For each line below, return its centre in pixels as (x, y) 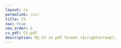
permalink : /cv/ (22, 14)
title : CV (16, 19)
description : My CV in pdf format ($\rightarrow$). (61, 38)
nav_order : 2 (19, 28)
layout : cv (17, 10)
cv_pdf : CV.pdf (21, 33)
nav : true (16, 24)
